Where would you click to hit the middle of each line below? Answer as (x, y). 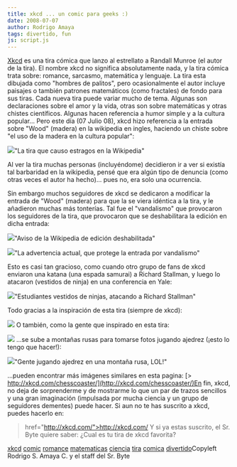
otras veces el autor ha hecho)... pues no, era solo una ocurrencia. (105, 180)
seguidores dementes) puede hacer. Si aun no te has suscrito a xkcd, (109, 406)
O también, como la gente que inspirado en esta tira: (93, 325)
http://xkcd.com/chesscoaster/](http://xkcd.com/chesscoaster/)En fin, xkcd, (119, 383)
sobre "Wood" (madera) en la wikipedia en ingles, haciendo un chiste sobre (118, 129)
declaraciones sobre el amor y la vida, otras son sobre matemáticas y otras (117, 106)
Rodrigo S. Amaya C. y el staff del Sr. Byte (69, 456)
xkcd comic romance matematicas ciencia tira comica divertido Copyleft (112, 449)
